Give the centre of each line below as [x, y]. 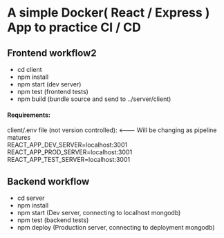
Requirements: [29, 115]
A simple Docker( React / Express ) [109, 13]
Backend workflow [48, 181]
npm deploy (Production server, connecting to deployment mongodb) [116, 228]
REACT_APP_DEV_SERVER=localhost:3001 [67, 145]
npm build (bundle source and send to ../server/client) [94, 99]
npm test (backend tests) [53, 220]
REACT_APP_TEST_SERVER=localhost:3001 [68, 160]
